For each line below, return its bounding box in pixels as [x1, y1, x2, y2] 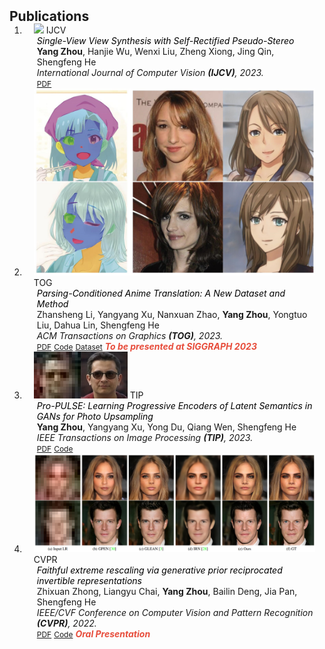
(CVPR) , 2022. [36, 617, 97, 630]
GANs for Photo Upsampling [36, 410, 154, 422]
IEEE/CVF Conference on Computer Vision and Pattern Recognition [36, 607, 314, 619]
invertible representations [36, 575, 142, 587]
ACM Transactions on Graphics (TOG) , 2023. [36, 329, 224, 341]
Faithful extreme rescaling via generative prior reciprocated [36, 564, 283, 576]
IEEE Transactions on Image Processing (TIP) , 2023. [36, 431, 254, 443]
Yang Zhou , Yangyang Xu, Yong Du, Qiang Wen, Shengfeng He [36, 421, 297, 433]
